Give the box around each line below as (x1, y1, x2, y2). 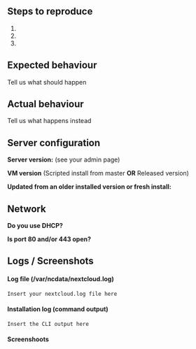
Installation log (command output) (7, 305, 108, 313)
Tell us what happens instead (7, 117, 92, 125)
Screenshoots (7, 335, 49, 343)
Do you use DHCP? (7, 222, 63, 230)
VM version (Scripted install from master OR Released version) (7, 169, 189, 178)
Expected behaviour (7, 59, 97, 71)
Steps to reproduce (7, 6, 93, 17)
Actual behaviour (7, 98, 84, 111)
